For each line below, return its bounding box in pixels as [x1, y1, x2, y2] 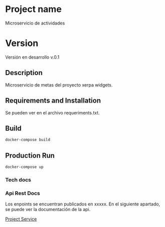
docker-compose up [5, 164, 44, 169]
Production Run [5, 151, 55, 159]
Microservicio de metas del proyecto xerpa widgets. [5, 81, 113, 88]
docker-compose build [5, 137, 51, 142]
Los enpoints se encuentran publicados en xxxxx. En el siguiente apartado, [5, 201, 160, 207]
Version [5, 37, 39, 49]
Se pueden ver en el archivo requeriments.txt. [5, 109, 100, 115]
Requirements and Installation [5, 96, 101, 105]
